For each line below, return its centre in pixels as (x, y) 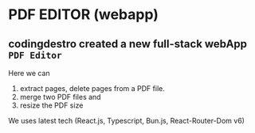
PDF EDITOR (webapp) (84, 15)
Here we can (29, 73)
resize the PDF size (51, 105)
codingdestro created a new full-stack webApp (128, 44)
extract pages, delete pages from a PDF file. (92, 88)
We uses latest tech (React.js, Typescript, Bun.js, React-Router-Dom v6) (127, 121)
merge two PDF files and (60, 97)
